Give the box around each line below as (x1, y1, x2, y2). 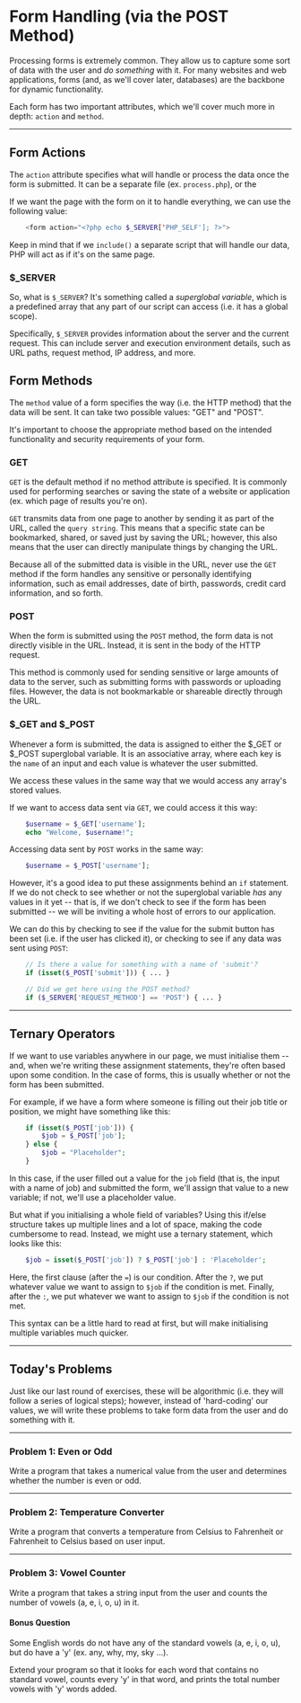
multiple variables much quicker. (9, 1327, 129, 1338)
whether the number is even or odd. (9, 1475, 142, 1486)
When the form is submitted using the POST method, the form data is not (9, 631, 273, 642)
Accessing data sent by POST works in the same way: (9, 844, 203, 855)
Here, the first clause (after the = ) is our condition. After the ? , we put (9, 1272, 263, 1282)
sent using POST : (9, 943, 69, 954)
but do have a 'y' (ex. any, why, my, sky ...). (9, 1646, 168, 1657)
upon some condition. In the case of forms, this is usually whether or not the (9, 1069, 291, 1080)
